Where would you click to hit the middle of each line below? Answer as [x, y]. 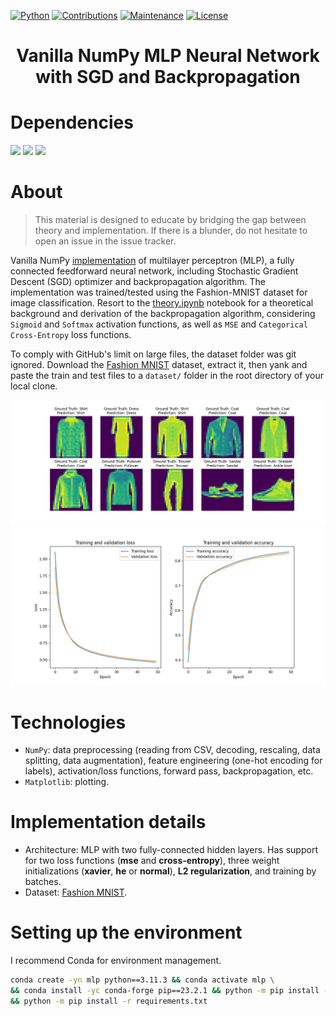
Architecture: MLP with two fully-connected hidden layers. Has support [171, 850]
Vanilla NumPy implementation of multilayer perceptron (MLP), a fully [152, 261]
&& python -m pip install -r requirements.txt [109, 1001]
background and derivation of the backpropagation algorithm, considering [163, 314]
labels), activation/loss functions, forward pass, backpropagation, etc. [169, 771]
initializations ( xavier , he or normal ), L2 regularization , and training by [170, 871]
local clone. [34, 386]
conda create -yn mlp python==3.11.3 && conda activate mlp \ [142, 980]
